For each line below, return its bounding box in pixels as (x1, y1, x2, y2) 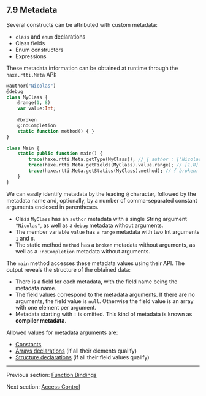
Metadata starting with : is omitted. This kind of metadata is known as (15, 310, 193, 318)
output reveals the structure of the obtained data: (6, 266, 131, 273)
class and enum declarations (15, 33, 86, 40)
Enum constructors (15, 46, 64, 53)
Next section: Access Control (6, 383, 80, 390)
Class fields (15, 39, 45, 47)
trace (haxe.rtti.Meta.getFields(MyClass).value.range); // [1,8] (28, 162, 199, 168)
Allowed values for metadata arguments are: (6, 329, 118, 336)
